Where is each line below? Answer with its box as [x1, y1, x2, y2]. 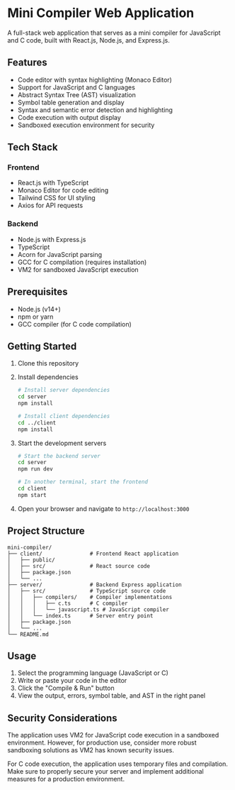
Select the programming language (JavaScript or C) [17, 669, 168, 677]
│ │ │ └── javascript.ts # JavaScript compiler [7, 605, 170, 613]
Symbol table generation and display [17, 98, 125, 106]
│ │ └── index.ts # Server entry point [7, 612, 154, 619]
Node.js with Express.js [17, 235, 86, 243]
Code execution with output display [17, 113, 122, 121]
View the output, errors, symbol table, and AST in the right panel [17, 691, 206, 700]
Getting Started [7, 340, 77, 352]
